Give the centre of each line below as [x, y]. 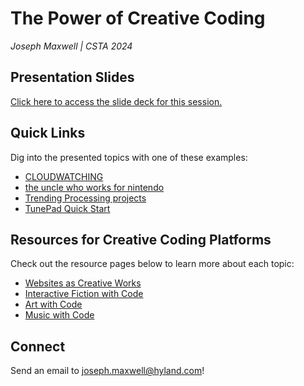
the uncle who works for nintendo [94, 187]
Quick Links [48, 133]
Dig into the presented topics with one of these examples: [129, 157]
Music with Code [59, 315]
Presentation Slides [72, 77]
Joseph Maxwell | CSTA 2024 [71, 46]
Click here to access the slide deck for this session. [116, 101]
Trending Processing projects [85, 198]
